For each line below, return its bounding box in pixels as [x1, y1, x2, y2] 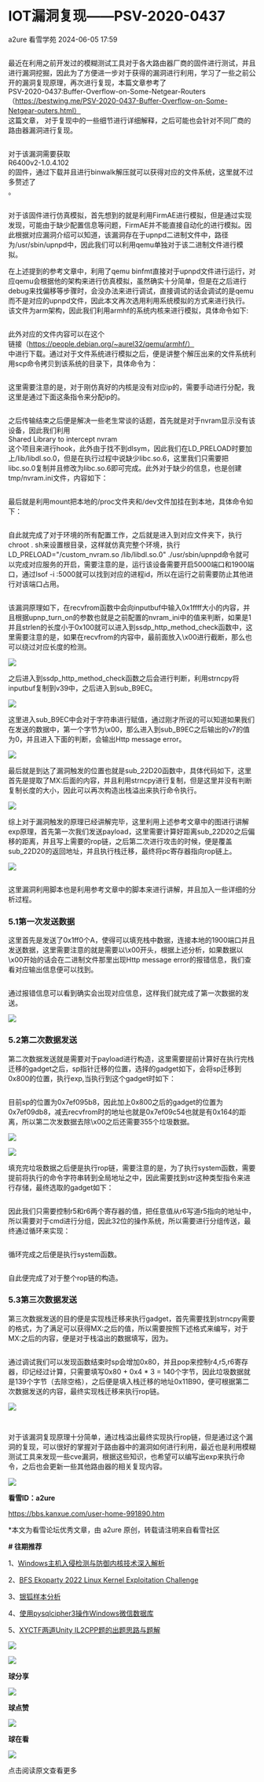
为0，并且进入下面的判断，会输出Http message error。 [8, 734, 186, 743]
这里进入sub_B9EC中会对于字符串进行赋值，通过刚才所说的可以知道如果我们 [8, 714, 255, 724]
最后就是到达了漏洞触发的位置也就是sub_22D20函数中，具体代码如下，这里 [8, 765, 252, 775]
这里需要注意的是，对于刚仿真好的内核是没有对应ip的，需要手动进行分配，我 [8, 382, 255, 391]
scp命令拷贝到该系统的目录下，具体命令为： [14, 358, 158, 368]
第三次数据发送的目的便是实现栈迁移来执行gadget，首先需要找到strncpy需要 [8, 1314, 255, 1323]
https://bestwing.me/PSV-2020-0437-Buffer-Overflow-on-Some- [15, 96, 228, 105]
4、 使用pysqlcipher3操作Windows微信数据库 [8, 1608, 154, 1619]
